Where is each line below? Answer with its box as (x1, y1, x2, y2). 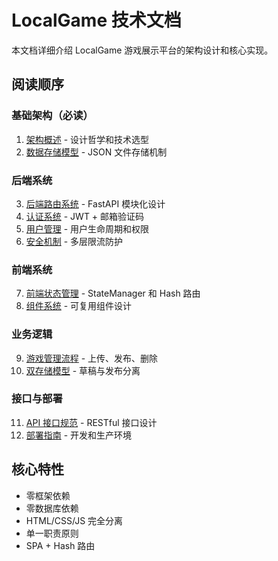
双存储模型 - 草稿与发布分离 (25, 364, 141, 376)
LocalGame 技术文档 (11, 9, 182, 32)
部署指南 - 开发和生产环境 (25, 429, 133, 441)
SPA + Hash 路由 (25, 539, 96, 551)
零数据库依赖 (25, 502, 79, 514)
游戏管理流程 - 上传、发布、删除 (25, 352, 159, 364)
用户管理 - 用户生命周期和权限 (25, 222, 150, 235)
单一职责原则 (25, 527, 79, 539)
